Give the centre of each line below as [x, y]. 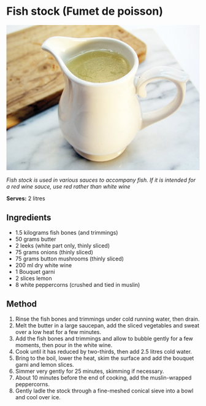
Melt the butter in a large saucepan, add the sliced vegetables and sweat [107, 325]
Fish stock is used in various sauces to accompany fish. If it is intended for [101, 180]
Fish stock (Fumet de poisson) [85, 11]
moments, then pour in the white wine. [64, 345]
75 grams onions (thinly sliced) [54, 252]
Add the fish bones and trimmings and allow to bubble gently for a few [104, 338]
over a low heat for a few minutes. [58, 332]
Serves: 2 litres [26, 198]
